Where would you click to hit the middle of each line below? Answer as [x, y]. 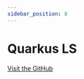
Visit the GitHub [30, 68]
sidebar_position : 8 [38, 14]
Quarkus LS [42, 48]
